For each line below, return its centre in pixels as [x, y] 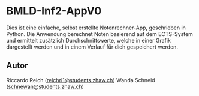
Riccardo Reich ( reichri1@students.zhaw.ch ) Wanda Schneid [81, 80]
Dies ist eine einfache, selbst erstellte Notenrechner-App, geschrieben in [96, 28]
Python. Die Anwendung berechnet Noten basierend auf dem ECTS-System [100, 34]
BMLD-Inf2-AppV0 [54, 11]
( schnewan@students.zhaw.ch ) [45, 86]
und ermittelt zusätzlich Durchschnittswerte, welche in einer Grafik [88, 40]
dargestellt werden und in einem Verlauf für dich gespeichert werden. [92, 47]
